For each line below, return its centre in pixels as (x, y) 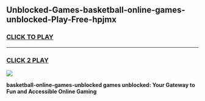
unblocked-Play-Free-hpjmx (62, 20)
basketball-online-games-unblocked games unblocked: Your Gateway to (101, 84)
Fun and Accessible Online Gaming (52, 91)
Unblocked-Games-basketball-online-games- (96, 10)
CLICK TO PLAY (30, 37)
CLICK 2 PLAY (27, 60)
